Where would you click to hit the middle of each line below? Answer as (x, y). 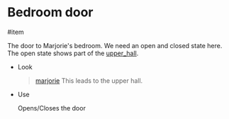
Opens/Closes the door (52, 108)
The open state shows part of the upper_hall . (73, 53)
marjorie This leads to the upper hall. (89, 80)
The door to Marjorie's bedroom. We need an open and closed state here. (115, 45)
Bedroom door (50, 12)
